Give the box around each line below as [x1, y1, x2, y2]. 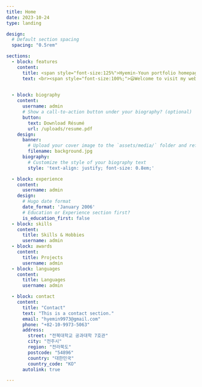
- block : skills [11, 221, 52, 227]
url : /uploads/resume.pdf [28, 126, 93, 132]
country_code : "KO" [28, 360, 77, 367]
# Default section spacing [11, 37, 79, 43]
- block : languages [11, 266, 61, 272]
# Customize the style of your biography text [28, 159, 147, 165]
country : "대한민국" [28, 355, 74, 361]
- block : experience [11, 176, 63, 182]
